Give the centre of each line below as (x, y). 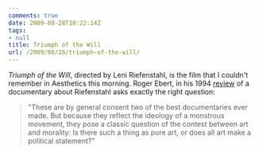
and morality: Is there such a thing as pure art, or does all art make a (139, 132)
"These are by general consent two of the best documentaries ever (138, 107)
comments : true (33, 15)
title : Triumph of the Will (55, 45)
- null (19, 38)
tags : (17, 30)
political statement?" (61, 141)
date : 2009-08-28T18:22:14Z (55, 23)
